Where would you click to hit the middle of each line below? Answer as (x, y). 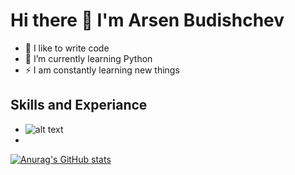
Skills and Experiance (79, 105)
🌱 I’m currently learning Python (88, 58)
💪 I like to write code (67, 48)
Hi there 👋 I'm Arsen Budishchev (147, 20)
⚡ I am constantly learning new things (102, 70)
